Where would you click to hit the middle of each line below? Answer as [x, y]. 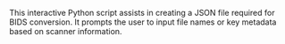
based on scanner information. [66, 31]
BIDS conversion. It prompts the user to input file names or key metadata [143, 22]
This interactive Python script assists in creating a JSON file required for [142, 13]
